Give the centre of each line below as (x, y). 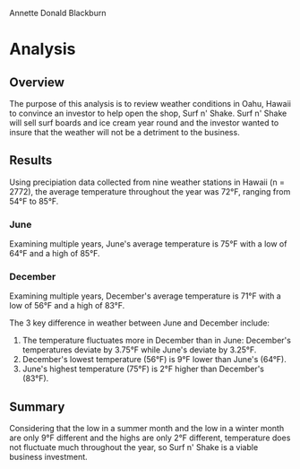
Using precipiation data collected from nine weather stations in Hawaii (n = (147, 182)
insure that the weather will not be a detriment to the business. (124, 132)
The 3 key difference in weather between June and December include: (140, 323)
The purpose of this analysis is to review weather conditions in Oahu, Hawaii (150, 104)
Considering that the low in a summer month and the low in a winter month (147, 429)
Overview (37, 82)
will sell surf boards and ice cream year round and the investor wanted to (144, 123)
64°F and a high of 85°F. (55, 254)
